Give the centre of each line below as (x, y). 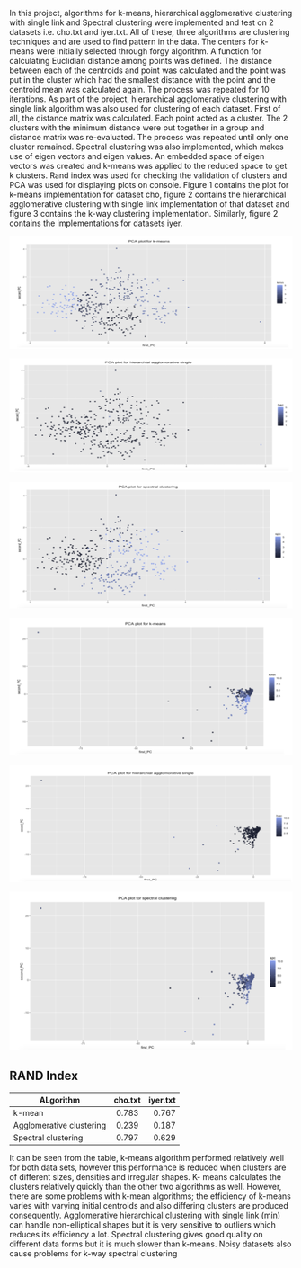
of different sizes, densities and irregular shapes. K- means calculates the (145, 1176)
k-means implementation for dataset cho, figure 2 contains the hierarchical (148, 194)
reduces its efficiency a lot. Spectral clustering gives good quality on (136, 1234)
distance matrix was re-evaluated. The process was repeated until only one (149, 137)
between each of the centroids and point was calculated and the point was (147, 70)
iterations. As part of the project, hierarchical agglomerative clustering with (148, 99)
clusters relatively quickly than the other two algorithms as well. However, (146, 1186)
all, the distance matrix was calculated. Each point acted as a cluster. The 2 (149, 118)
